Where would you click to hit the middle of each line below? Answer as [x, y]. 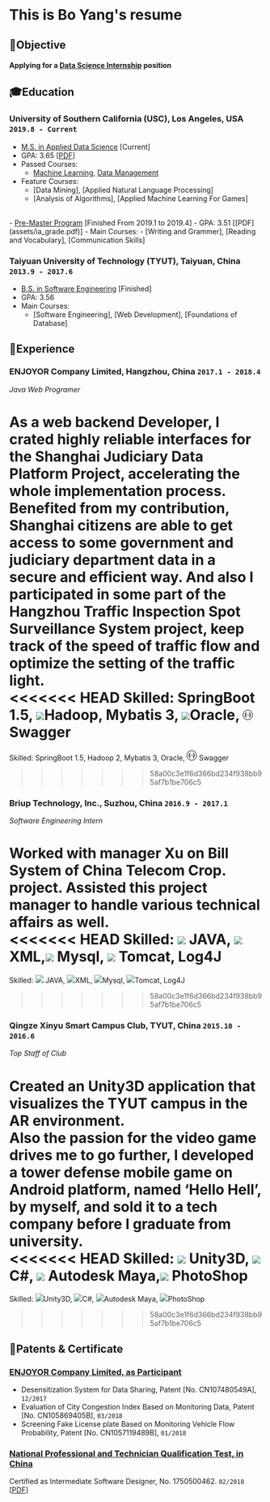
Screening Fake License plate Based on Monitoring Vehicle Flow [128, 1423]
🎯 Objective [38, 45]
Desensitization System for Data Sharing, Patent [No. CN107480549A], [139, 1389]
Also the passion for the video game [133, 1138]
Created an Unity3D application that [133, 1086]
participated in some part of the [118, 595]
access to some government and [121, 543]
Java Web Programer [45, 389]
